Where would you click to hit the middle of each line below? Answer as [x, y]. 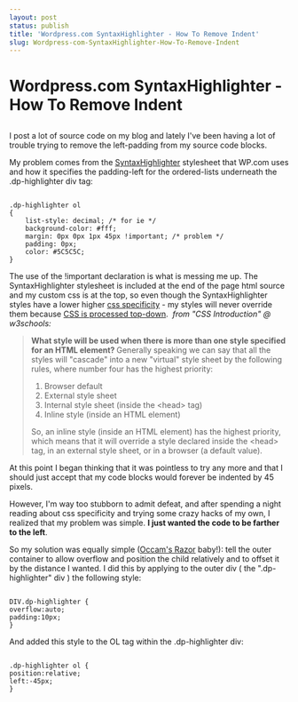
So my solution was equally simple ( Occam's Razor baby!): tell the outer [141, 549]
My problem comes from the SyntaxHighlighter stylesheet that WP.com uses [149, 162]
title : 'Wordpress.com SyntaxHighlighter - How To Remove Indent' [134, 34]
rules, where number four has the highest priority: [122, 369]
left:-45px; [31, 681]
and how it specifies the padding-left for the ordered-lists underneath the [143, 172]
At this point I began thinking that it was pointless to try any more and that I [146, 467]
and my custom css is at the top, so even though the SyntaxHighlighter [138, 295]
